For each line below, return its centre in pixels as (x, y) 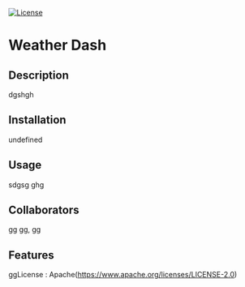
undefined (26, 139)
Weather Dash (58, 45)
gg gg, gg (25, 229)
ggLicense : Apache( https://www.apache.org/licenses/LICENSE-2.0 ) (123, 275)
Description (39, 75)
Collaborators (44, 210)
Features (31, 255)
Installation (37, 120)
